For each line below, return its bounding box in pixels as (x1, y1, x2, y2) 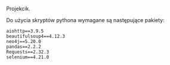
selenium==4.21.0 (6, 54, 50, 60)
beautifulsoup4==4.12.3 (6, 33, 66, 39)
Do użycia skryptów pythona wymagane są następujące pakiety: (6, 17, 165, 23)
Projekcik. (6, 5, 31, 12)
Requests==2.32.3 (6, 49, 50, 55)
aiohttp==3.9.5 (6, 28, 44, 34)
